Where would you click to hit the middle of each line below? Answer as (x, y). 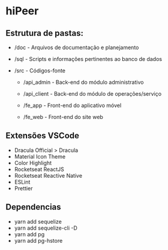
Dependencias (33, 207)
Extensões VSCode (42, 136)
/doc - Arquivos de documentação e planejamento (76, 47)
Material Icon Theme (40, 156)
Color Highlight (33, 163)
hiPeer (22, 11)
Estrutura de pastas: (44, 33)
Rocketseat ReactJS (39, 169)
